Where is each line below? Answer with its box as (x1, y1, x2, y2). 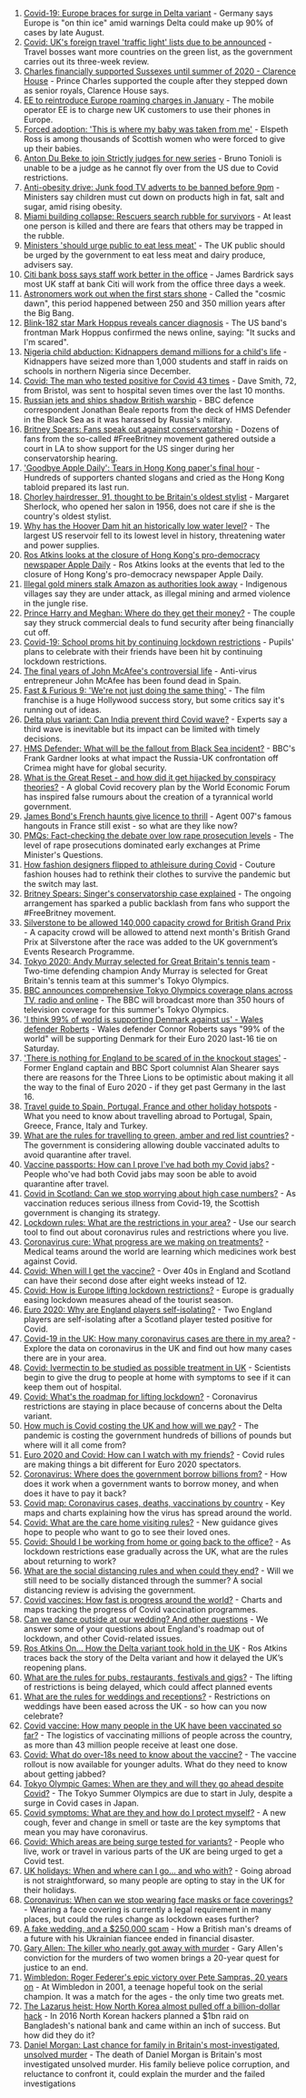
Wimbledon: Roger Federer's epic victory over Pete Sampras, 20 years (23, 1971, 289, 1982)
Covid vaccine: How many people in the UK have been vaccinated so (23, 1720, 282, 1731)
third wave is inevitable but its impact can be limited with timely (23, 724, 261, 734)
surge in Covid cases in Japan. (23, 1798, 140, 1808)
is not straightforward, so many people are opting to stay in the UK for (23, 1875, 285, 1886)
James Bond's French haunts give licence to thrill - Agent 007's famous (23, 810, 292, 821)
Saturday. (23, 1043, 60, 1054)
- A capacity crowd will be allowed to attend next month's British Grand (23, 927, 291, 937)
